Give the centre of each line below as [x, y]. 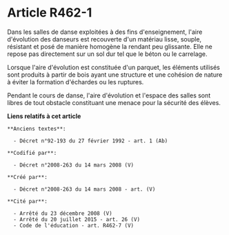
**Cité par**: [28, 201]
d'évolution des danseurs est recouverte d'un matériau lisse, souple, [104, 39]
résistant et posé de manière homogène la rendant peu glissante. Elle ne [110, 46]
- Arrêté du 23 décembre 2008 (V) [63, 213]
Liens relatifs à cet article [44, 116]
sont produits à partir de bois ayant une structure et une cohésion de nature [115, 75]
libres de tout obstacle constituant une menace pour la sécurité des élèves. [114, 102]
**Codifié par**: [32, 153]
